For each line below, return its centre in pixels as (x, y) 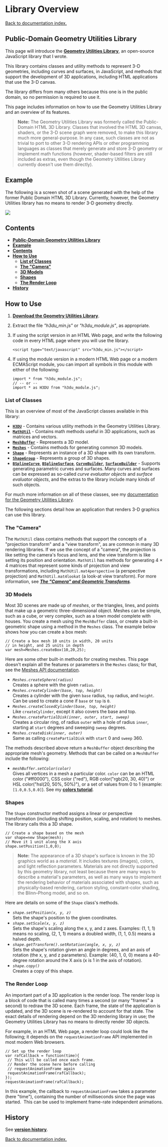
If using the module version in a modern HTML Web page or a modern (85, 359)
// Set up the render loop (33, 1051)
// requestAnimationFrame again (41, 1069)
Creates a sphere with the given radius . (53, 685)
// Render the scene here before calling (51, 1064)
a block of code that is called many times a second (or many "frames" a (79, 1000)
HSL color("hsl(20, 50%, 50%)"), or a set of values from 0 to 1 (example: (87, 784)
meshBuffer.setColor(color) (42, 769)
